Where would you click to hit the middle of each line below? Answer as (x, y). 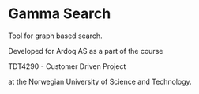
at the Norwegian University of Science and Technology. (100, 81)
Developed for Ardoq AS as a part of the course (86, 51)
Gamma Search (60, 14)
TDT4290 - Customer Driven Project (67, 66)
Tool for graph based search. (55, 36)
